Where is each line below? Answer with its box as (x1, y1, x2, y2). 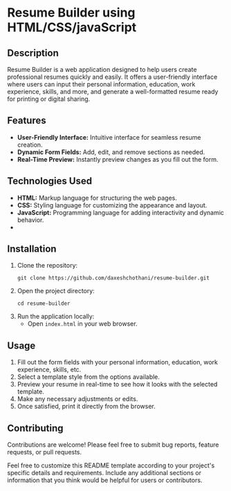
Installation (7, 243, 57, 255)
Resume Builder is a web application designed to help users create (7, 66, 197, 73)
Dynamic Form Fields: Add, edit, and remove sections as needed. (17, 147, 205, 156)
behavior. (17, 216, 44, 224)
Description (7, 47, 59, 59)
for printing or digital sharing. (7, 95, 91, 103)
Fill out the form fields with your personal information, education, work (17, 358, 219, 367)
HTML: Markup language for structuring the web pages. (17, 194, 178, 202)
